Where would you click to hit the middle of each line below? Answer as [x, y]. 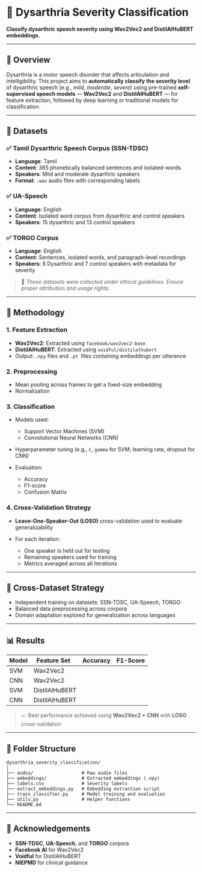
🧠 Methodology [35, 313]
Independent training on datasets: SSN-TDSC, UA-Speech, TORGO [98, 603]
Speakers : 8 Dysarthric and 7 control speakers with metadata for [95, 264]
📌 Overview [28, 60]
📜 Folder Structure [41, 749]
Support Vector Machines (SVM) [64, 431]
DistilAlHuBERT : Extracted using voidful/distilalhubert [86, 350]
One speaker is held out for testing [67, 550]
